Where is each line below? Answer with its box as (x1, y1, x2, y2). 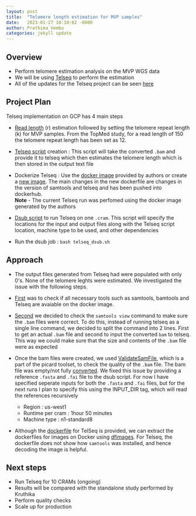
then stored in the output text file (14, 160, 94, 167)
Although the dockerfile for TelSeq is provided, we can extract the (14, 427, 174, 434)
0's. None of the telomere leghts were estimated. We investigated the (14, 277, 182, 284)
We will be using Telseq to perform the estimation (14, 74, 135, 81)
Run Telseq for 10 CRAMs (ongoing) (14, 478, 101, 486)
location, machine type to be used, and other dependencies (14, 226, 159, 233)
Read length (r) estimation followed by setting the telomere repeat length (14, 124, 190, 131)
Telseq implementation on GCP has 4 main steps (6, 113, 123, 120)
